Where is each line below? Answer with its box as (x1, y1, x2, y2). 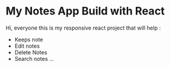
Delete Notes (14, 48, 48, 56)
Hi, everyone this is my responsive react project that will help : (5, 24, 161, 31)
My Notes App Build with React (5, 4, 165, 18)
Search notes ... (14, 55, 54, 62)
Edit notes (14, 42, 40, 49)
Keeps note (14, 36, 44, 43)
